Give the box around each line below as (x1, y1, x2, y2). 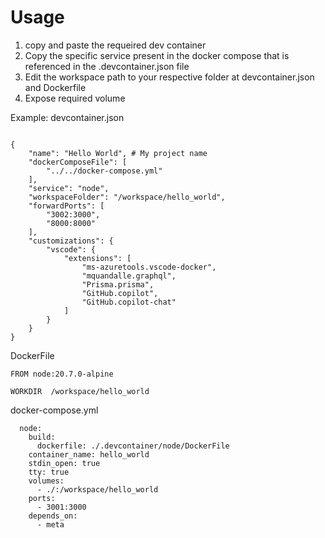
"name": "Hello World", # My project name (28, 148, 208, 158)
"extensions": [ (63, 253, 132, 263)
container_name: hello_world (28, 449, 150, 460)
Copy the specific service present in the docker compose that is (24, 49, 290, 61)
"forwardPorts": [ (28, 201, 105, 211)
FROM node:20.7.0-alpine (10, 369, 114, 379)
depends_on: (28, 511, 78, 521)
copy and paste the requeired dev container (24, 39, 207, 51)
